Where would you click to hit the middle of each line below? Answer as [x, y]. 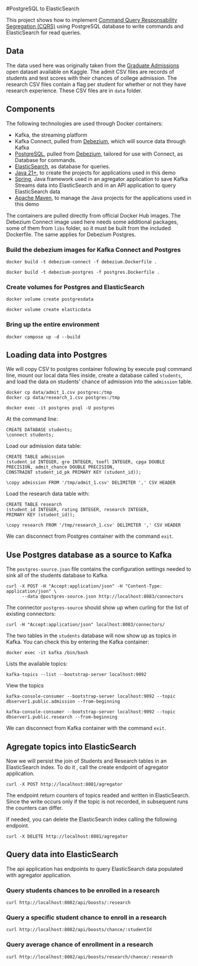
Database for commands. [46, 160]
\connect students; [30, 435]
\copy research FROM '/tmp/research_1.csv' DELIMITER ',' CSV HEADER [94, 525]
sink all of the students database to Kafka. [57, 576]
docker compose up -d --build [43, 337]
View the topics [25, 686]
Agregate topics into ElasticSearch [72, 747]
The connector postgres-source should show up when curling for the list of [98, 608]
